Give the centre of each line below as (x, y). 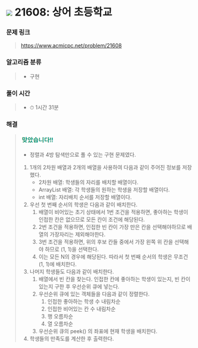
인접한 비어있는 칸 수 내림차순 (81, 309)
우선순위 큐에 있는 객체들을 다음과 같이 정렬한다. (94, 294)
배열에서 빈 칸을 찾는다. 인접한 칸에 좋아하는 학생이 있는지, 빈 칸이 (114, 279)
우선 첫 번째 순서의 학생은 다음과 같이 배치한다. (84, 205)
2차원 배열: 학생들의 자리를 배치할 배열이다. (88, 182)
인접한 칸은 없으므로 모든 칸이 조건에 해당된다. (92, 220)
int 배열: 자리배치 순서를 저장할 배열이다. (85, 197)
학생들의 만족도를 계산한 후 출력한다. (72, 339)
